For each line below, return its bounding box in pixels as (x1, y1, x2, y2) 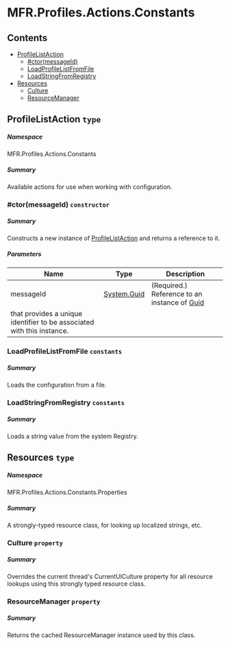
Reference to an (151, 289, 203, 299)
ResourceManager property (7, 597, 101, 606)
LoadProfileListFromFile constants (7, 347, 123, 357)
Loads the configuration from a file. (7, 381, 107, 389)
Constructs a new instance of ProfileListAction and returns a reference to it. (7, 234, 220, 242)
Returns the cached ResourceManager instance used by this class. (7, 631, 196, 639)
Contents (7, 32, 48, 44)
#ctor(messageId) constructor (7, 200, 110, 209)
